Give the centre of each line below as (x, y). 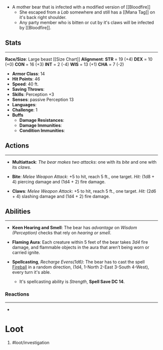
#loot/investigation (31, 342)
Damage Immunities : (41, 125)
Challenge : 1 (25, 110)
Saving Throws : (28, 89)
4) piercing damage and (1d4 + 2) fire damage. (59, 182)
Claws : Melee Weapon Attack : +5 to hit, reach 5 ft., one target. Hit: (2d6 (84, 191)
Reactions (17, 294)
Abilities (18, 211)
